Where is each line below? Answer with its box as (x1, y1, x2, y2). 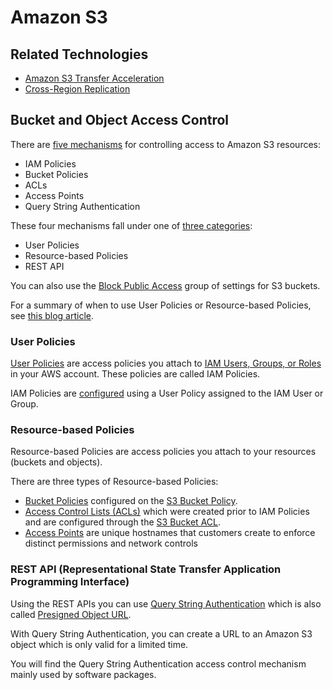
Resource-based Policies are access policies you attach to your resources (10, 446, 317, 458)
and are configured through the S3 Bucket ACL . (24, 516, 222, 528)
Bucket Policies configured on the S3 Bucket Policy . (24, 495, 238, 507)
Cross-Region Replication (24, 83, 131, 95)
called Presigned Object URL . (10, 608, 132, 620)
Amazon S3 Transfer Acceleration (24, 72, 165, 84)
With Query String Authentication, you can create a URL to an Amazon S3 (10, 627, 313, 640)
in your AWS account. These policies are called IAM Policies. (10, 368, 261, 380)
